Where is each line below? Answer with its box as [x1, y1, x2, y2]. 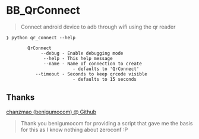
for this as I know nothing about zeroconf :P [20, 126, 128, 133]
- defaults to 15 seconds [72, 76, 137, 82]
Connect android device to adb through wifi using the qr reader [20, 23, 176, 30]
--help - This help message [43, 55, 113, 61]
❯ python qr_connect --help [6, 34, 76, 40]
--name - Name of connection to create [43, 61, 143, 67]
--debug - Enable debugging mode [40, 50, 124, 56]
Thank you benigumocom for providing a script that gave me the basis [20, 119, 193, 127]
